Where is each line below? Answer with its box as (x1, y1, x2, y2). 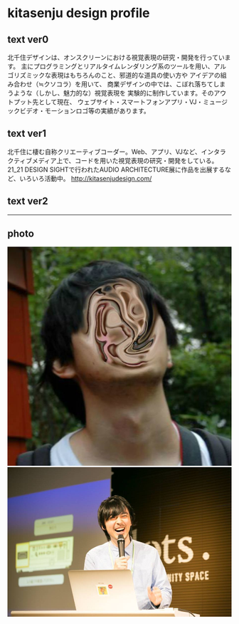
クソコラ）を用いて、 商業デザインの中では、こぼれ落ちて (43, 80, 213, 88)
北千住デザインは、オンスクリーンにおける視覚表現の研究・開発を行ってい (7, 53, 225, 61)
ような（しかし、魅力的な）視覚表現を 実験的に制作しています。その (13, 89, 215, 97)
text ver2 (7, 195, 48, 207)
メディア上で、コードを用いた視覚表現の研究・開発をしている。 (31, 156, 218, 165)
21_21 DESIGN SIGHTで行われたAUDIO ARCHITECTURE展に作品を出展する (7, 165, 225, 174)
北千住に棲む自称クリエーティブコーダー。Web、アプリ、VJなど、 (7, 147, 201, 156)
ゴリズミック (7, 71, 45, 79)
